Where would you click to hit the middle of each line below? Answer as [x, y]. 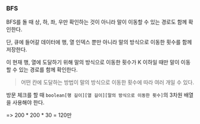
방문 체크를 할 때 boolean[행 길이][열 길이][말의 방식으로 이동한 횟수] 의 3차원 [94, 95]
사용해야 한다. [28, 103]
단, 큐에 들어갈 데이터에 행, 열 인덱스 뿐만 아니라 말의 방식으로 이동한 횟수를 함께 [99, 42]
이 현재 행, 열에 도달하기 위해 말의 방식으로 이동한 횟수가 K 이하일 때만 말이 [93, 62]
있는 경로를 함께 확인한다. [48, 70]
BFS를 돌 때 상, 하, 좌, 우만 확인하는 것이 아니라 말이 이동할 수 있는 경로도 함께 [96, 22]
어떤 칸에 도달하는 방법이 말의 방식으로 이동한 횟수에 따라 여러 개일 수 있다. [107, 82]
